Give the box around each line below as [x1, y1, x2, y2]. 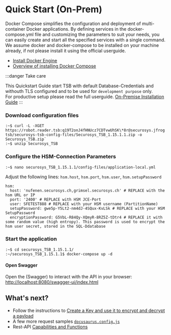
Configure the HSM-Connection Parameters [5, 153, 116, 160]
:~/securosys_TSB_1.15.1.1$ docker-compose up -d [5, 251, 113, 256]
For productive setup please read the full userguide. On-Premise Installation [5, 93, 164, 100]
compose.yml [5, 31, 34, 37]
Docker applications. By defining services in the [26, 26, 127, 32]
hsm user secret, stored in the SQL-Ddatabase [5, 224, 106, 229]
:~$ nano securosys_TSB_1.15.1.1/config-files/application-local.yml [5, 164, 156, 170]
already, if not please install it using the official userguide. [5, 47, 126, 54]
